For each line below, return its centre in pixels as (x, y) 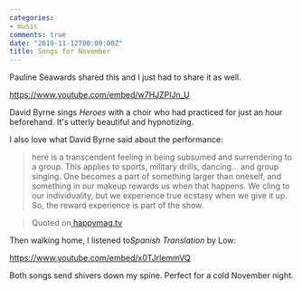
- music (24, 26)
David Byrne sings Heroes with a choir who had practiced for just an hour (146, 112)
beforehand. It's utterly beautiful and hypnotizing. (102, 122)
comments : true (38, 34)
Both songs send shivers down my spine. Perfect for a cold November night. (151, 275)
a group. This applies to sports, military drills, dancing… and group (155, 167)
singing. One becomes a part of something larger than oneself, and (156, 177)
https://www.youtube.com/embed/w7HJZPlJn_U (99, 95)
